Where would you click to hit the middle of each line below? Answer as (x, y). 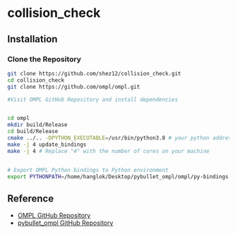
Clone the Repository (44, 59)
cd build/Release (33, 132)
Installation (32, 39)
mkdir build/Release (38, 125)
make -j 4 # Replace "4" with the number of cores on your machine (109, 151)
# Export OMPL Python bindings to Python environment (88, 170)
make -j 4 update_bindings (47, 144)
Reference (31, 198)
